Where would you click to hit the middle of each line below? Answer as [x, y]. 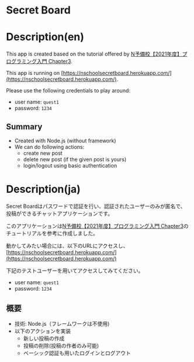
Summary [24, 127]
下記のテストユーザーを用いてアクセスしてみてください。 [75, 271]
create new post [43, 153]
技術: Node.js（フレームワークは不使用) [62, 323]
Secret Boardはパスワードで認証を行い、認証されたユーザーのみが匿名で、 [96, 206]
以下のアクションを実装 [43, 331]
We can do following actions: [49, 146]
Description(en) [45, 37]
